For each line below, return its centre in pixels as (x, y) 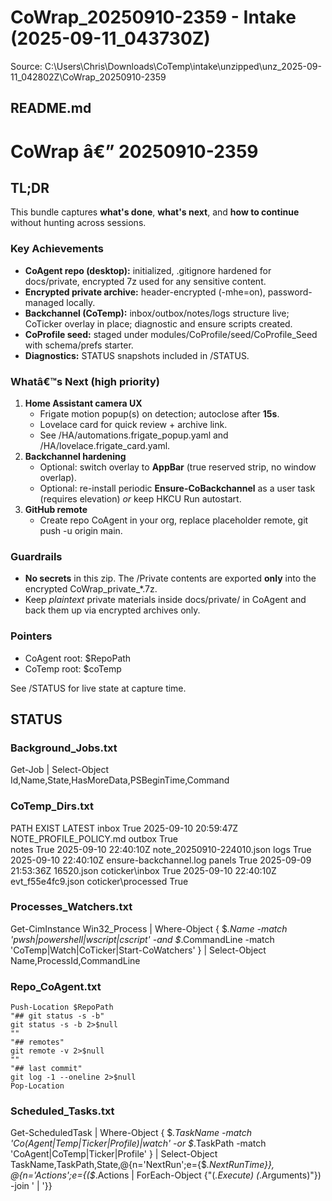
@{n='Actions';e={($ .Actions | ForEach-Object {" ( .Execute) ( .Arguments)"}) (166, 1175)
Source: (26, 66)
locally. (81, 302)
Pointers (31, 636)
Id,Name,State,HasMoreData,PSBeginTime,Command (120, 780)
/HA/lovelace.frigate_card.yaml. (105, 445)
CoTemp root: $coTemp (73, 668)
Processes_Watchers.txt (71, 907)
